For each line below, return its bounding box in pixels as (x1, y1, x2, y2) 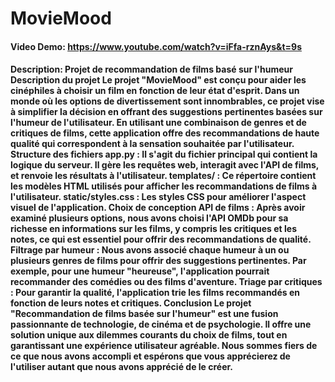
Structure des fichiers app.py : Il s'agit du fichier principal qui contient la (10, 148, 318, 161)
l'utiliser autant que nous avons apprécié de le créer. (10, 361, 234, 373)
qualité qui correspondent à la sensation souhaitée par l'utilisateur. (10, 138, 295, 150)
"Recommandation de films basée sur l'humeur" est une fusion (10, 308, 279, 320)
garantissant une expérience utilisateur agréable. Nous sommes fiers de (10, 340, 318, 352)
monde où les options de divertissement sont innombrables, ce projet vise (10, 95, 325, 107)
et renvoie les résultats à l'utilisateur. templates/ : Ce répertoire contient (10, 170, 317, 182)
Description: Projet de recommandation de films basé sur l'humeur (10, 63, 293, 76)
